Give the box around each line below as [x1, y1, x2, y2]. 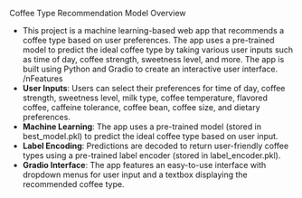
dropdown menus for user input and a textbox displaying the [22, 169, 249, 180]
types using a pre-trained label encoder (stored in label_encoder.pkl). [22, 150, 281, 161]
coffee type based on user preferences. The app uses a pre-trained [22, 35, 275, 45]
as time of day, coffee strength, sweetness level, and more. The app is [22, 54, 285, 64]
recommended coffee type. [22, 179, 125, 189]
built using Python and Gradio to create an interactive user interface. [22, 63, 278, 74]
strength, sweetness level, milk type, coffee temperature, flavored [22, 92, 269, 103]
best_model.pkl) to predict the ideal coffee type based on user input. [22, 131, 278, 141]
